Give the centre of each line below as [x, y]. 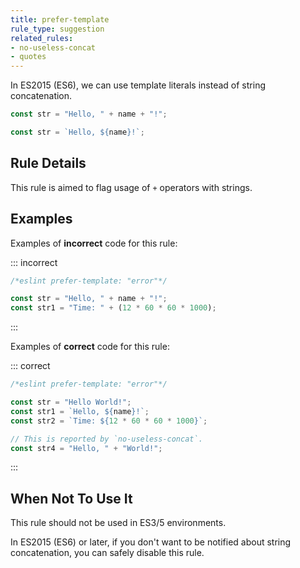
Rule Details [48, 163]
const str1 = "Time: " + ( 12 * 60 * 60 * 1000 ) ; [113, 308]
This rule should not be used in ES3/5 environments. [118, 523]
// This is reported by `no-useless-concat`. [106, 439]
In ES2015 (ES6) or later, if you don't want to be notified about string [151, 542]
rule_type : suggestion [57, 29]
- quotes [28, 57]
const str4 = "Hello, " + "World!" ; [86, 448]
